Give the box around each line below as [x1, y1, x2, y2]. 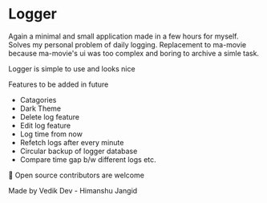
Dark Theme [19, 104, 62, 113]
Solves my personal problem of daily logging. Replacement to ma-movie [8, 39, 247, 49]
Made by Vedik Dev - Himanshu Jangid [8, 185, 138, 195]
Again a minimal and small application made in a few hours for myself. [8, 31, 239, 41]
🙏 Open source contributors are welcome [8, 170, 144, 180]
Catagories [19, 95, 57, 104]
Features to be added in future [8, 79, 109, 89]
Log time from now [19, 129, 83, 139]
